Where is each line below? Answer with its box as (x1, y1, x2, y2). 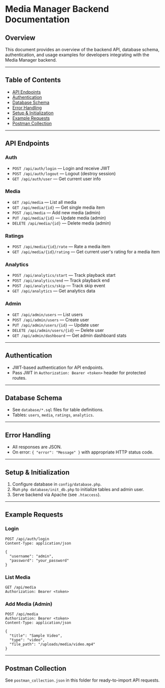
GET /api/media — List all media (12, 199, 77, 205)
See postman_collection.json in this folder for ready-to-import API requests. (5, 677, 160, 683)
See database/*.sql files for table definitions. (12, 407, 104, 413)
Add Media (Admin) (5, 600, 53, 607)
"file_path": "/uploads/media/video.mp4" (9, 642, 96, 647)
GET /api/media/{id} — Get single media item (12, 204, 105, 210)
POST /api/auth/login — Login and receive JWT (12, 165, 110, 171)
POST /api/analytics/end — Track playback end (12, 277, 110, 284)
